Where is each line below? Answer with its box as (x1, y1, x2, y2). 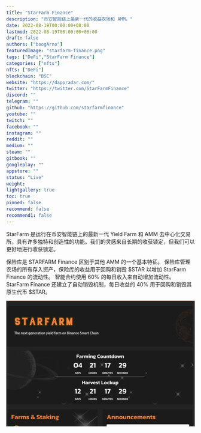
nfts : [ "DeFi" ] (6, 67, 44, 73)
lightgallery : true (6, 187, 55, 193)
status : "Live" (6, 174, 44, 180)
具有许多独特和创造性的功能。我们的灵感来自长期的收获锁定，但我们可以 (16, 238, 195, 245)
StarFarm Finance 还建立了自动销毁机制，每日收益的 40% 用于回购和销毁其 (6, 280, 193, 288)
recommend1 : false (6, 212, 52, 219)
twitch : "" (6, 117, 33, 123)
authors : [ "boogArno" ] (6, 41, 63, 47)
